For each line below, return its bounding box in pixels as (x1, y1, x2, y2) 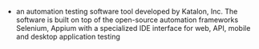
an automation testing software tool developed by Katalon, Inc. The (15, 7, 238, 16)
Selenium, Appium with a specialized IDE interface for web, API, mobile (15, 24, 251, 32)
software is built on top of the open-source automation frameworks (15, 15, 239, 24)
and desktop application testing (15, 32, 120, 41)
